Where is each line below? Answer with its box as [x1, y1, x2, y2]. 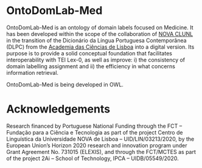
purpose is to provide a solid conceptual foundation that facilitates [6, 49, 172, 57]
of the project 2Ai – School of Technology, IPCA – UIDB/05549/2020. [6, 155, 179, 162]
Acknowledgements [6, 102, 111, 116]
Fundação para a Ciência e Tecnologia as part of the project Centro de [6, 128, 183, 136]
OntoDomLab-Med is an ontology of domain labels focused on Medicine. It [6, 24, 193, 31]
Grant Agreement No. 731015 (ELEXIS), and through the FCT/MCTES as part [6, 148, 197, 155]
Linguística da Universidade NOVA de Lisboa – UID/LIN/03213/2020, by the [6, 135, 195, 142]
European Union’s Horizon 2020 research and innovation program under [6, 141, 187, 149]
